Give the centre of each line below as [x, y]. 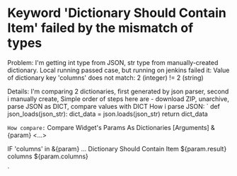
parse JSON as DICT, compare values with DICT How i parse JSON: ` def [114, 106]
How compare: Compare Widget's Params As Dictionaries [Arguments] [109, 127]
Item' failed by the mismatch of [100, 28]
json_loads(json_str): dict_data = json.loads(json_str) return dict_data [108, 114]
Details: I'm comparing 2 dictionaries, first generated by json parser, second [118, 91]
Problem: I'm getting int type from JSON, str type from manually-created [113, 62]
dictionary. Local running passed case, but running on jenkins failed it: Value [118, 70]
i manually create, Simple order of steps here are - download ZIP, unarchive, [118, 99]
